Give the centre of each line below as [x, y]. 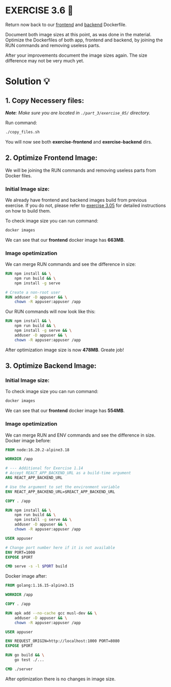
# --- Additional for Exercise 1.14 [44, 468]
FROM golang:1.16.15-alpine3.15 [40, 586]
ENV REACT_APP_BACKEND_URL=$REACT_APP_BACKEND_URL [60, 492]
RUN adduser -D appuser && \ [36, 297]
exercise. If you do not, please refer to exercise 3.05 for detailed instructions [86, 205]
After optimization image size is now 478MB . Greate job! [65, 350]
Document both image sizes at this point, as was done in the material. [78, 34]
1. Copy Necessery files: [45, 100]
